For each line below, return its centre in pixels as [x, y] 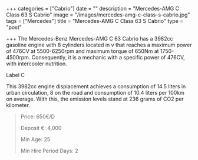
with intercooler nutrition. [37, 64]
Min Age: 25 [35, 139]
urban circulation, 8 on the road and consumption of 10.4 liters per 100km [95, 93]
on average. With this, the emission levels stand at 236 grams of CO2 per [95, 99]
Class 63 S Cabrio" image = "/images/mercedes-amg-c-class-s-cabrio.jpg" [98, 15]
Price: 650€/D [37, 116]
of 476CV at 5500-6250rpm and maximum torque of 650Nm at [82, 51]
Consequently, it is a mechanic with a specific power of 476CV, [108, 57]
